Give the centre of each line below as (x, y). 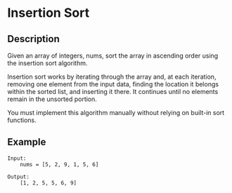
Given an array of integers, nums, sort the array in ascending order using (113, 55)
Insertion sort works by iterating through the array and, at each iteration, (112, 76)
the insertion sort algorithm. (47, 63)
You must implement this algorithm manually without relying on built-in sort (116, 113)
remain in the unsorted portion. (52, 99)
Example (27, 142)
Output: (19, 177)
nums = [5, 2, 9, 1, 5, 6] (59, 164)
